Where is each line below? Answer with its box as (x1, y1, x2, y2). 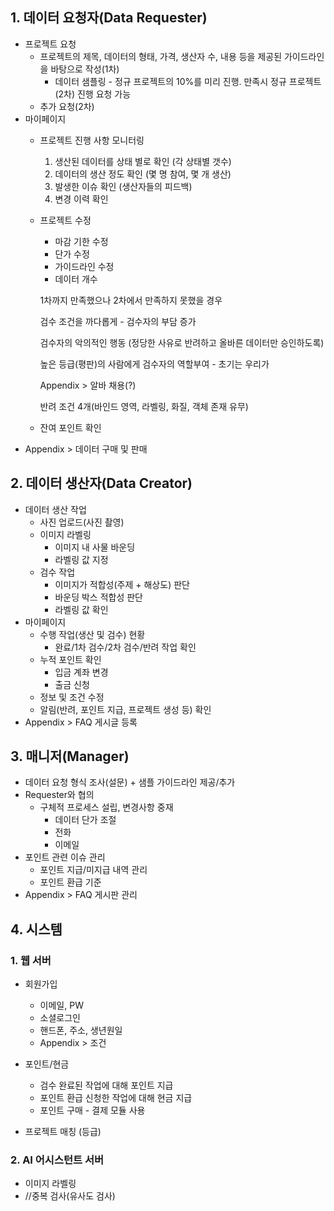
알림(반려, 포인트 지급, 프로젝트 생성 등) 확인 (39, 703, 212, 715)
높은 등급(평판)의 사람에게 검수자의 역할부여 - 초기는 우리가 (39, 358, 270, 370)
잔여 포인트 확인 (39, 421, 102, 433)
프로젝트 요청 (24, 38, 77, 50)
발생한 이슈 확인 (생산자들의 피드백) (54, 180, 193, 192)
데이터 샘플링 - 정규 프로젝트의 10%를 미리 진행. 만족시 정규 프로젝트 (54, 75, 322, 87)
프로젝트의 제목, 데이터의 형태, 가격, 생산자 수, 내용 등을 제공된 (39, 50, 283, 62)
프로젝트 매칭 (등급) (24, 1126, 102, 1138)
